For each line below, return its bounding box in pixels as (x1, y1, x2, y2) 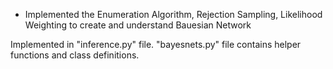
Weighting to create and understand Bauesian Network (24, 19, 252, 31)
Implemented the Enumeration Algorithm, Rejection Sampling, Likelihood (24, 9, 323, 20)
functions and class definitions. (10, 49, 140, 61)
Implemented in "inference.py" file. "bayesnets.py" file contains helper (10, 39, 302, 50)
